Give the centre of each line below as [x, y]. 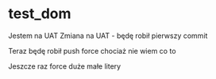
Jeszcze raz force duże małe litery [65, 66]
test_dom [40, 14]
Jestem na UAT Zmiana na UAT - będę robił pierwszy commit [108, 36]
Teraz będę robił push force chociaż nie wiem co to [92, 51]
